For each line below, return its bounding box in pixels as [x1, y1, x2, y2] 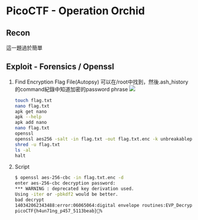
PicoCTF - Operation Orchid [6, 4, 145, 18]
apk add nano [14, 120, 47, 126]
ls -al [14, 147, 31, 153]
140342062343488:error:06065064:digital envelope [14, 202, 140, 208]
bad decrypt [14, 197, 44, 203]
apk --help [14, 114, 42, 120]
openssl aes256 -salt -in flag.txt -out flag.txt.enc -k [14, 136, 158, 142]
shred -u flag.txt [14, 141, 60, 148]
